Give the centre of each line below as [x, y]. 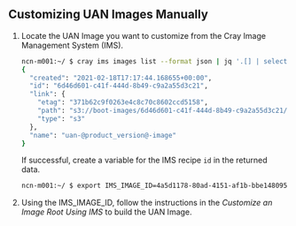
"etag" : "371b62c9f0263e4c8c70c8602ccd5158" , [123, 102]
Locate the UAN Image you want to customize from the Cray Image [144, 35]
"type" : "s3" [62, 118]
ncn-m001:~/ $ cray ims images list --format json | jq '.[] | [140, 61]
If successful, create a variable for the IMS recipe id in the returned [144, 160]
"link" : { [47, 94]
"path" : [51, 111]
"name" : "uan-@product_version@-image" [103, 135]
